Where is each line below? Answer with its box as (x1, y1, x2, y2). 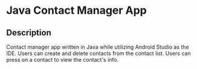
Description (6, 28, 51, 38)
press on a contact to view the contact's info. (6, 56, 119, 63)
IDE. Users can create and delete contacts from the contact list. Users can (6, 50, 192, 57)
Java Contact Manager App (6, 4, 147, 17)
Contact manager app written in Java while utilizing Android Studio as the (6, 43, 189, 50)
